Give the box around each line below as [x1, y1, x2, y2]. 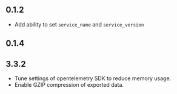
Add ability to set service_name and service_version [14, 20, 144, 28]
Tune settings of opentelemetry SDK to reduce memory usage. [14, 75, 172, 82]
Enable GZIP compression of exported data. [14, 81, 124, 89]
